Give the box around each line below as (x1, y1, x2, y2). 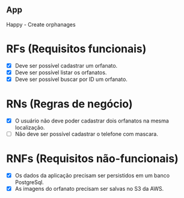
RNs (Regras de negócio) (6, 97, 133, 111)
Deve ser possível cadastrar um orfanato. (14, 62, 118, 69)
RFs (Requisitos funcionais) (6, 42, 147, 56)
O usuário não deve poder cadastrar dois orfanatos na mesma (14, 117, 170, 124)
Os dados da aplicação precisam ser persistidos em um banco (14, 171, 170, 179)
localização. (14, 124, 45, 131)
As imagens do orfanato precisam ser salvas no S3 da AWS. (14, 185, 164, 192)
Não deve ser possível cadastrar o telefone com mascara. (14, 130, 158, 138)
